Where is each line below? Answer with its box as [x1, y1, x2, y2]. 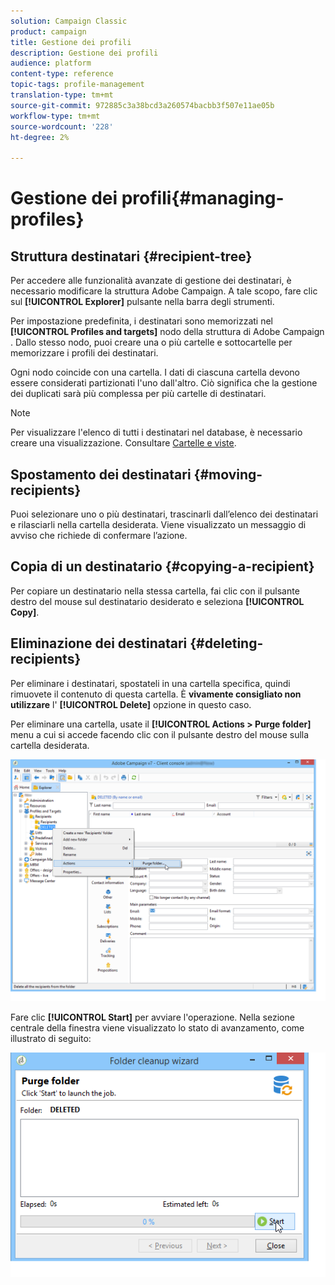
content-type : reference [10, 69, 114, 79]
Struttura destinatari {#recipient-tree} [10, 248, 253, 265]
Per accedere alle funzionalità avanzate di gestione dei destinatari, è [10, 275, 292, 287]
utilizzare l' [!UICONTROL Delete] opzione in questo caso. [10, 698, 252, 710]
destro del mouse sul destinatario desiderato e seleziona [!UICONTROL [10, 595, 305, 607]
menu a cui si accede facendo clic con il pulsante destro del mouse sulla [10, 728, 310, 740]
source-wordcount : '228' [10, 121, 114, 132]
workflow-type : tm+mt [10, 111, 101, 121]
